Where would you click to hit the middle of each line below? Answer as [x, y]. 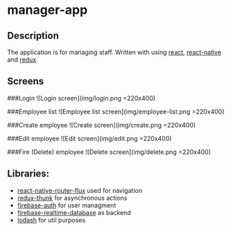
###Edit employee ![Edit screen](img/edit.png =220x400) [89, 138]
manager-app [48, 10]
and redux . [23, 60]
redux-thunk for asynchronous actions [72, 198]
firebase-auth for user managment [67, 205]
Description [33, 36]
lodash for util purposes [51, 220]
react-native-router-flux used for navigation [79, 190]
